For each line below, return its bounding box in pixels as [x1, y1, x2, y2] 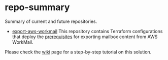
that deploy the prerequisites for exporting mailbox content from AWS [12, 34, 158, 40]
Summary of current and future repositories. [5, 18, 97, 24]
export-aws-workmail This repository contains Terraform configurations [12, 28, 163, 34]
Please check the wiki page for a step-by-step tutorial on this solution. [5, 49, 152, 55]
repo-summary [5, 2, 70, 13]
